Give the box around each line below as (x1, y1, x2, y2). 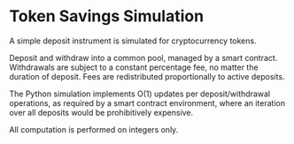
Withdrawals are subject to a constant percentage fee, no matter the (9, 62, 259, 72)
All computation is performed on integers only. (9, 124, 179, 134)
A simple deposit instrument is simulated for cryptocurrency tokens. (9, 35, 257, 46)
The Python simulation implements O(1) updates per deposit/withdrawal (9, 88, 271, 99)
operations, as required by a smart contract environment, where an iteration (9, 97, 286, 108)
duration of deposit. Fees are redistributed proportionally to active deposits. (9, 71, 285, 81)
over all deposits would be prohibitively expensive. (9, 107, 194, 117)
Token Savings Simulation (9, 6, 205, 27)
